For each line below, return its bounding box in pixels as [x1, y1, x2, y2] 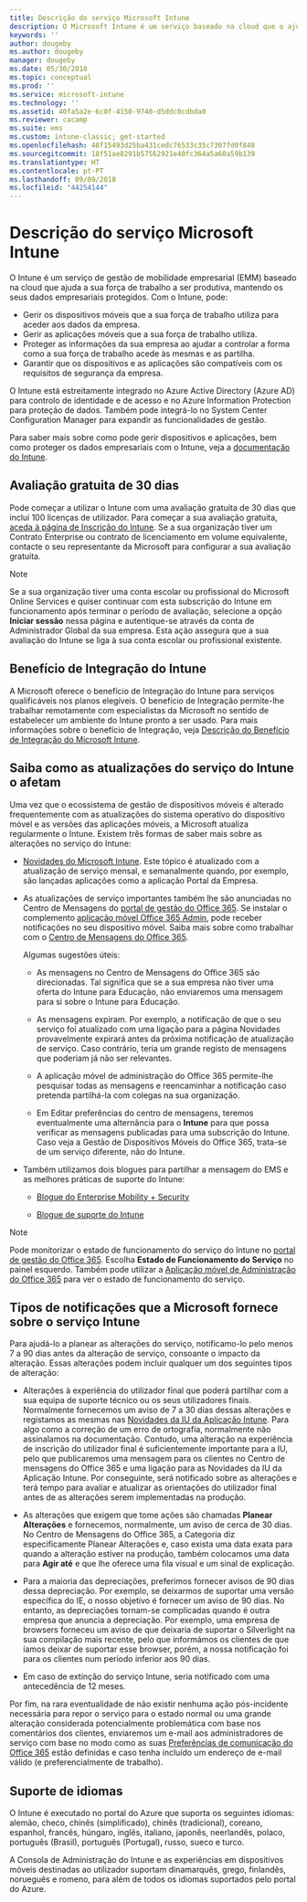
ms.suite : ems [9, 124, 64, 133]
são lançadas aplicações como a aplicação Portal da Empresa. [22, 874, 259, 886]
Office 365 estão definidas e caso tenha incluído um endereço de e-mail [9, 1747, 282, 1759]
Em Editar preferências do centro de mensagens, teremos [36, 1107, 254, 1118]
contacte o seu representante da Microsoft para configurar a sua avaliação [9, 541, 291, 552]
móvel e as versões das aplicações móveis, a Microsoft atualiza [9, 819, 249, 829]
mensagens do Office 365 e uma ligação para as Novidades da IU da [22, 1463, 282, 1474]
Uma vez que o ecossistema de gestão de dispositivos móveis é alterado [9, 798, 284, 809]
